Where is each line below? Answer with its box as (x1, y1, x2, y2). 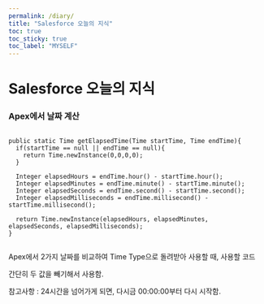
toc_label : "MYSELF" (8, 42, 79, 50)
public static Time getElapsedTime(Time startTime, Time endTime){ (8, 137, 242, 145)
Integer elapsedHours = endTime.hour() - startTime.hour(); (15, 172, 223, 180)
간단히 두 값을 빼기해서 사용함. (8, 269, 104, 279)
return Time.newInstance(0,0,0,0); (23, 151, 144, 159)
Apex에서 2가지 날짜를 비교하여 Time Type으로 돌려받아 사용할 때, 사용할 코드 (8, 251, 256, 261)
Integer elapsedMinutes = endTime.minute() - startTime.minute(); (15, 180, 245, 188)
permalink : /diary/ (8, 11, 75, 20)
